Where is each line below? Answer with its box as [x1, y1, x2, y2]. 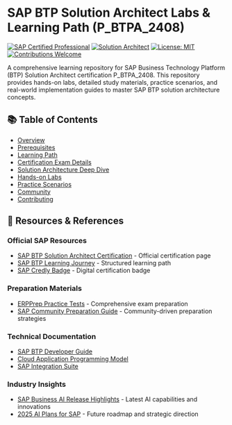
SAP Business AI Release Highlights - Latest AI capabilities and [17, 395, 198, 403]
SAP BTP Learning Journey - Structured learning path [17, 259, 172, 267]
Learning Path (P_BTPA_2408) [7, 19, 185, 35]
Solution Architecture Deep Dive [17, 165, 110, 174]
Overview [17, 135, 45, 144]
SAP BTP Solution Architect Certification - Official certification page [17, 251, 211, 260]
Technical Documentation [7, 331, 97, 341]
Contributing [17, 194, 53, 203]
